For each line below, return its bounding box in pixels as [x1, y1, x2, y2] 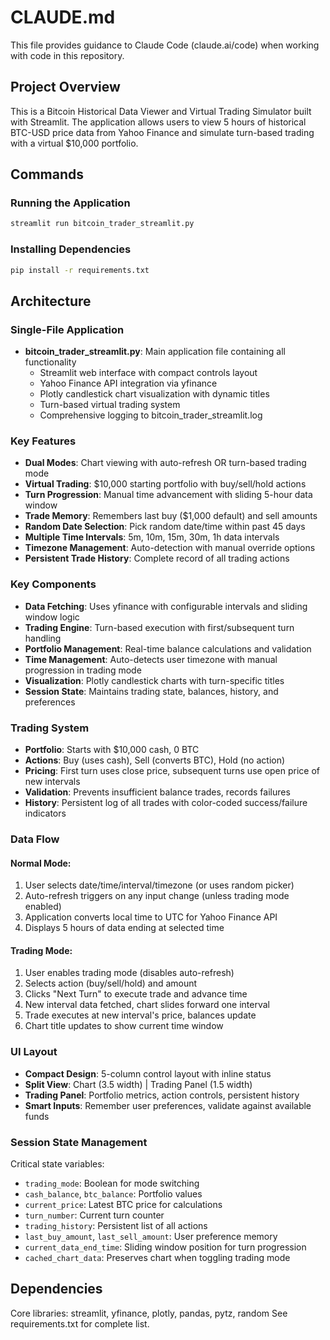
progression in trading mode [24, 664, 142, 676]
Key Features [10, 434, 77, 448]
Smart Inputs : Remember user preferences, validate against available [24, 1099, 312, 1111]
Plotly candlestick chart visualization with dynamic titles [39, 388, 270, 400]
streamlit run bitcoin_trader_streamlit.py [10, 219, 195, 229]
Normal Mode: [10, 857, 72, 869]
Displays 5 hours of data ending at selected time [24, 922, 225, 934]
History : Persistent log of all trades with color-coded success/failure [24, 797, 308, 809]
